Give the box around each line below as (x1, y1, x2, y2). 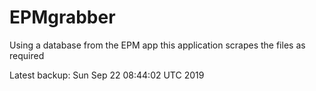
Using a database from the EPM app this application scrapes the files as (9, 39, 306, 51)
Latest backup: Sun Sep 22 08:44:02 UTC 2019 (9, 69, 205, 81)
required (9, 49, 45, 61)
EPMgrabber (9, 6, 116, 29)
